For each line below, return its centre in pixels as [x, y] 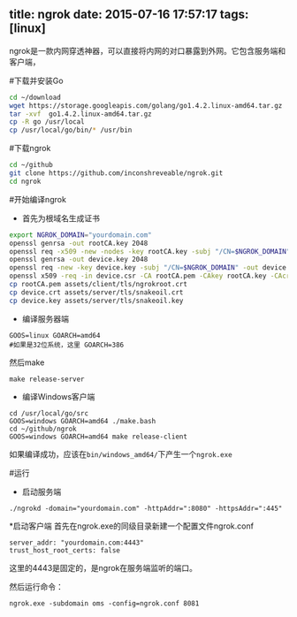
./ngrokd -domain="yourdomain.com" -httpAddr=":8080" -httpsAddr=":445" [146, 508]
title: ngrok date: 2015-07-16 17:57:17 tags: [129, 15]
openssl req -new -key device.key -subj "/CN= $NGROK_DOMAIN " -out [134, 268]
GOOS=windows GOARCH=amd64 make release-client [99, 437]
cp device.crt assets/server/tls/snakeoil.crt [96, 292]
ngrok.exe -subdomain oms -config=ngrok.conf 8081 [104, 603]
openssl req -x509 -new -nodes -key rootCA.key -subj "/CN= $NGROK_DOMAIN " [150, 251]
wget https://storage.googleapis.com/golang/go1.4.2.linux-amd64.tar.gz [146, 105]
